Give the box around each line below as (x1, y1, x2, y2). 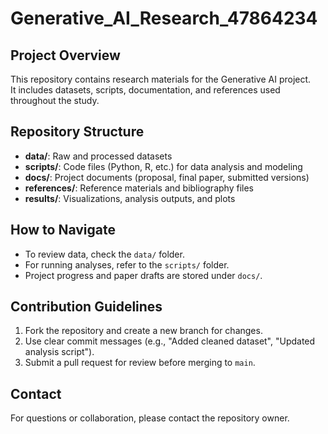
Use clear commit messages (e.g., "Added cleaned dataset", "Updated (24, 335, 316, 347)
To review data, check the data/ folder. (24, 248, 185, 260)
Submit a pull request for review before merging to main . (24, 357, 256, 369)
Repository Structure (10, 123, 145, 141)
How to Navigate (10, 222, 117, 239)
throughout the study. (10, 95, 100, 106)
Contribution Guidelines (10, 298, 163, 316)
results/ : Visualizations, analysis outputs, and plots (24, 192, 236, 204)
